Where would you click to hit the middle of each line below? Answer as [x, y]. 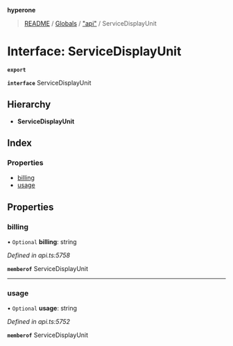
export [17, 70]
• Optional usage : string [42, 309]
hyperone [21, 10]
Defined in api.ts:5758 [39, 255]
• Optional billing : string [42, 242]
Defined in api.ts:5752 [39, 322]
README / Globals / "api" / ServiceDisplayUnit [90, 23]
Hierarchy [29, 104]
